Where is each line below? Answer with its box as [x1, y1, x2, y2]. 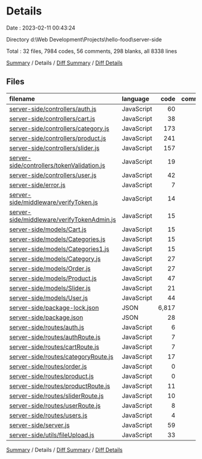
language [121, 95, 150, 103]
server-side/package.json [9, 313, 84, 322]
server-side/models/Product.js [9, 274, 97, 283]
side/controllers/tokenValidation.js [9, 161, 105, 169]
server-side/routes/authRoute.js [9, 333, 101, 341]
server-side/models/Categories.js [9, 235, 106, 243]
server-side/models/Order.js [9, 264, 91, 272]
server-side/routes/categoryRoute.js [9, 352, 114, 361]
